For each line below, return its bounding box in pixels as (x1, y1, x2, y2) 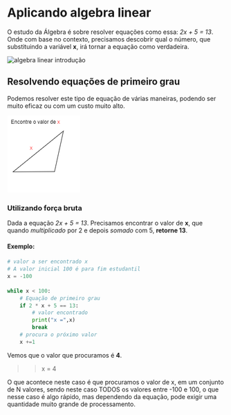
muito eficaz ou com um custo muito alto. (7, 102, 126, 110)
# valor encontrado (32, 309, 89, 316)
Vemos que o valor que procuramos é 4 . (7, 351, 122, 359)
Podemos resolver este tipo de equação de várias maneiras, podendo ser (7, 94, 216, 102)
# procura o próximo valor (19, 331, 98, 338)
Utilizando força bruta (7, 203, 82, 212)
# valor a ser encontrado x (7, 258, 89, 266)
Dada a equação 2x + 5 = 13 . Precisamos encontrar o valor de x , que (7, 219, 203, 228)
